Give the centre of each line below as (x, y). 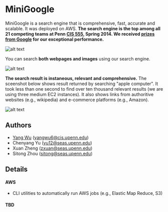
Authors (18, 125)
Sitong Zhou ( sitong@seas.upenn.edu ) (53, 153)
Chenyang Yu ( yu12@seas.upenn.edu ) (52, 143)
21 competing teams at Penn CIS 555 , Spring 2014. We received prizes (80, 34)
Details (16, 169)
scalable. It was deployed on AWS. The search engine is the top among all (83, 28)
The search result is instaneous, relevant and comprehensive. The (76, 78)
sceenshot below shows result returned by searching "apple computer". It (82, 84)
